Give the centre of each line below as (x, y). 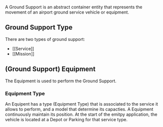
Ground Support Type (39, 27)
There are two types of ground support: (45, 39)
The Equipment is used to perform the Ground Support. (61, 81)
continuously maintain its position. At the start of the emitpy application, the (81, 114)
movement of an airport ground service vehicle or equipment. (67, 12)
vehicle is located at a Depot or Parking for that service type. (66, 119)
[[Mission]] (23, 54)
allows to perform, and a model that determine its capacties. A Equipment (79, 109)
